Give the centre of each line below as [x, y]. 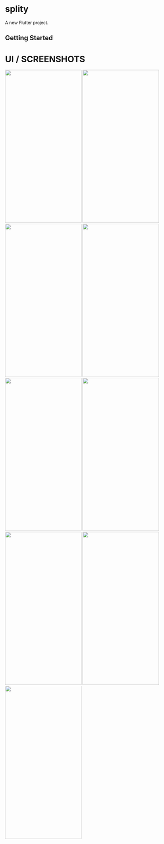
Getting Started [29, 38]
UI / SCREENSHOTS [45, 59]
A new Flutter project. [27, 23]
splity [17, 9]
